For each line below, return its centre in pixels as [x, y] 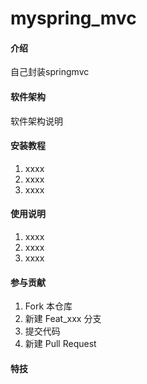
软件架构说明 [36, 121]
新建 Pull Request [60, 344]
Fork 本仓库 [48, 306]
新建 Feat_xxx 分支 [63, 319]
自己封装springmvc [50, 72]
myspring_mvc [73, 18]
